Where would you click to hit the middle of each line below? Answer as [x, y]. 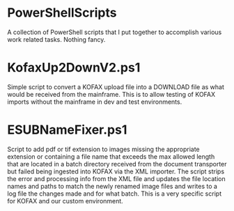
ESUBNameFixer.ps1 [67, 130]
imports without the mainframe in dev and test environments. [95, 102]
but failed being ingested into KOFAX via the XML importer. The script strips [116, 171]
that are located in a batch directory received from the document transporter [117, 164]
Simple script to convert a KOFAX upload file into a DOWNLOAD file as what [116, 87]
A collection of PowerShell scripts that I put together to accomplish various [115, 32]
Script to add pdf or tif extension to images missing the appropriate [103, 149]
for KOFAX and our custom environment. [65, 201]
